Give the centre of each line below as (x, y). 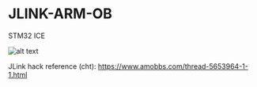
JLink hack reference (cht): (52, 66)
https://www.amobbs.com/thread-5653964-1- (173, 66)
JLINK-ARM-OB (60, 14)
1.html (18, 74)
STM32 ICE (27, 36)
